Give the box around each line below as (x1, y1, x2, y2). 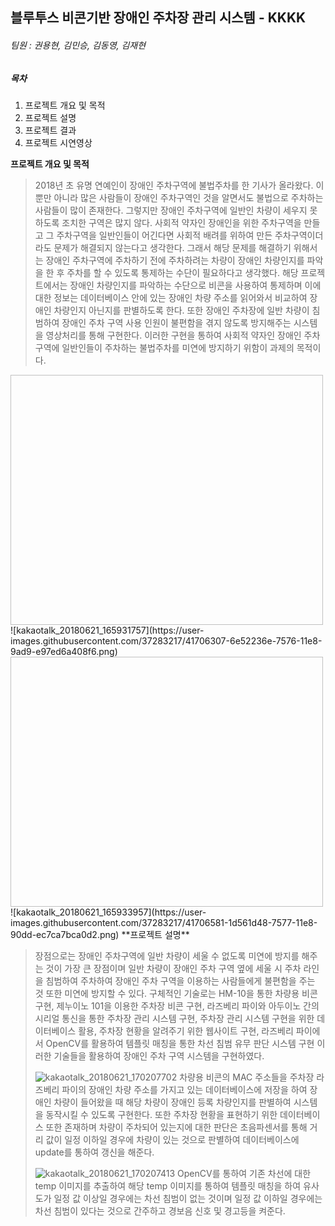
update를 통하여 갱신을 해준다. (34, 1146, 155, 1158)
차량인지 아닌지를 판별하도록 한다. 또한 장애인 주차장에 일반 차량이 (53, 304, 310, 316)
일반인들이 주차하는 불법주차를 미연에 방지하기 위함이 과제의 (61, 341, 295, 353)
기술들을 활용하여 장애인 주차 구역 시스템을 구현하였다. (53, 1049, 265, 1062)
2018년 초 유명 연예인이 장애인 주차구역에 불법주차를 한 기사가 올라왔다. (34, 179, 314, 191)
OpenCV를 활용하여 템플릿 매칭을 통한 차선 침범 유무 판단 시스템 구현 (45, 1037, 315, 1049)
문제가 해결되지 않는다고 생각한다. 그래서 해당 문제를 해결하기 (53, 241, 292, 253)
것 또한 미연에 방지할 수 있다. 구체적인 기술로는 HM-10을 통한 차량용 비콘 (34, 987, 318, 999)
